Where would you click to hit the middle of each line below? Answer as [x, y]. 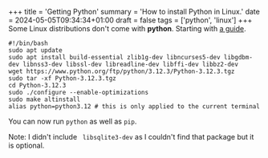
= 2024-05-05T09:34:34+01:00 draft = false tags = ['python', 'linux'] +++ [130, 20]
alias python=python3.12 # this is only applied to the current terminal [134, 107]
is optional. [26, 145]
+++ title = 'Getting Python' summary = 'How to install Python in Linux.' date [134, 12]
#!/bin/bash [28, 43]
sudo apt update [35, 51]
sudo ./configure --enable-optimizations [79, 92]
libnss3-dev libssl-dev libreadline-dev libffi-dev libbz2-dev [131, 64]
